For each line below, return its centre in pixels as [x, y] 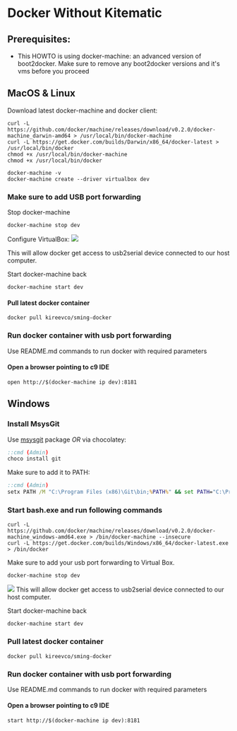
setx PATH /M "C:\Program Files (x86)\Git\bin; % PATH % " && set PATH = [110, 492]
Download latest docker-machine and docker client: [83, 110]
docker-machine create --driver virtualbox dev [79, 179]
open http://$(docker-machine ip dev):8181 [72, 382]
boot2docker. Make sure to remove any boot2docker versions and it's [119, 64]
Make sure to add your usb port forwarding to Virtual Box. [91, 563]
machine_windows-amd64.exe [47, 537]
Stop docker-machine [39, 212]
